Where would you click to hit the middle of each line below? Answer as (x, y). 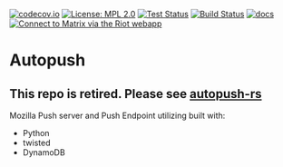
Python (36, 133)
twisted (36, 142)
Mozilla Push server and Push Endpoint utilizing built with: (117, 115)
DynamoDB (44, 152)
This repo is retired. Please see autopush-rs (136, 94)
